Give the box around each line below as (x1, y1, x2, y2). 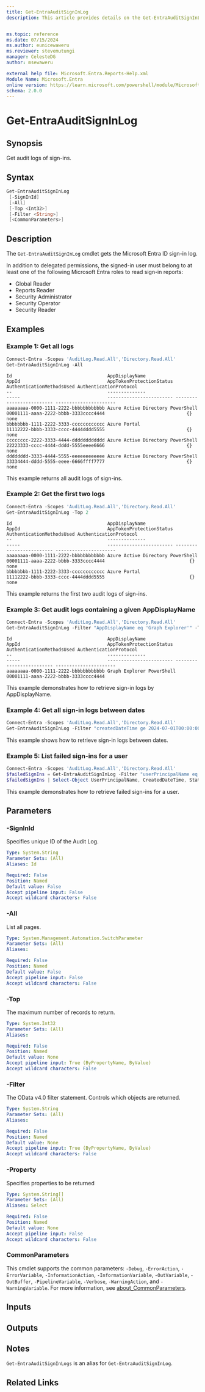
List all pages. (6, 923, 41, 930)
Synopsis (6, 138, 43, 149)
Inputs (6, 1302, 32, 1312)
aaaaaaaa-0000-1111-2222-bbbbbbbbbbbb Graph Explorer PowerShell (6, 668, 176, 674)
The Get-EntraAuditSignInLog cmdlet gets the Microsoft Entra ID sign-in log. (6, 250, 198, 257)
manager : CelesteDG (6, 54, 56, 60)
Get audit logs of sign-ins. (6, 154, 72, 162)
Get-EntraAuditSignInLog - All (6, 361, 84, 368)
